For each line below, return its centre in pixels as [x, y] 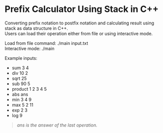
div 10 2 [20, 73]
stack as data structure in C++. [36, 28]
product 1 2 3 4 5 [29, 89]
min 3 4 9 [22, 99]
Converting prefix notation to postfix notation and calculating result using [80, 23]
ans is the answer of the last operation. [57, 125]
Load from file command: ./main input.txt [46, 43]
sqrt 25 [19, 78]
